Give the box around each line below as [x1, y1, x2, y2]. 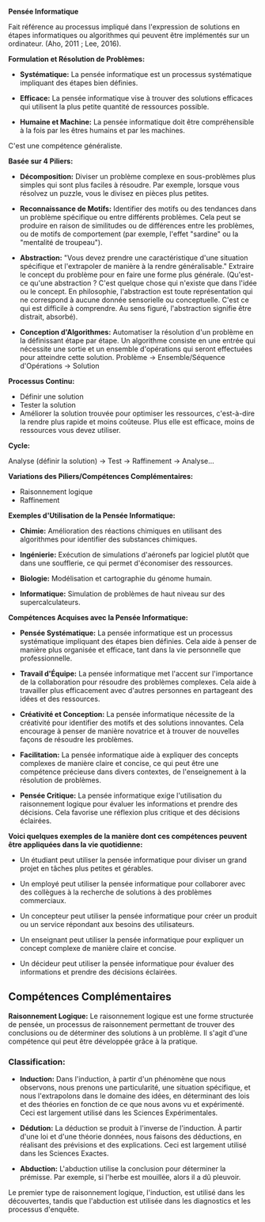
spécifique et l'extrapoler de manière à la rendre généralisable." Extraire [19, 262, 255, 270]
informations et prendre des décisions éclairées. [19, 967, 178, 976]
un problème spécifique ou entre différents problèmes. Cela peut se [19, 213, 241, 221]
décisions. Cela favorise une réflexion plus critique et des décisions [19, 808, 240, 817]
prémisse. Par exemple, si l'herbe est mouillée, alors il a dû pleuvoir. [19, 1173, 241, 1182]
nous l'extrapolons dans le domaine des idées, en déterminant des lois [19, 1091, 250, 1101]
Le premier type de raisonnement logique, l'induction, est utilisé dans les [8, 1188, 245, 1197]
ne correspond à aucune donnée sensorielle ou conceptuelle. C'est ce [19, 295, 249, 305]
